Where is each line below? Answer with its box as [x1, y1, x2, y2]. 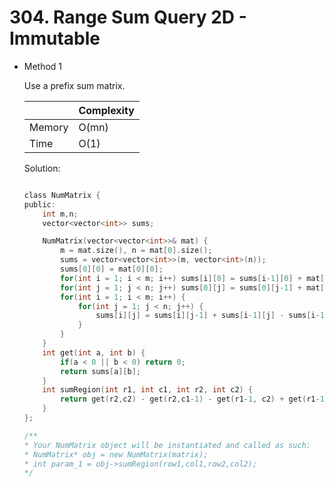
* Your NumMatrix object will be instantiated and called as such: [23, 440, 311, 450]
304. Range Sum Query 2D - [9, 6, 247, 29]
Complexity [78, 103, 135, 117]
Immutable [9, 27, 101, 50]
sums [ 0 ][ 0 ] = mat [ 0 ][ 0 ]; [60, 264, 164, 275]
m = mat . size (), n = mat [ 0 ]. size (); [60, 246, 213, 256]
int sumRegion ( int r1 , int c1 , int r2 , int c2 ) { [42, 385, 254, 395]
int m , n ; [42, 209, 79, 219]
